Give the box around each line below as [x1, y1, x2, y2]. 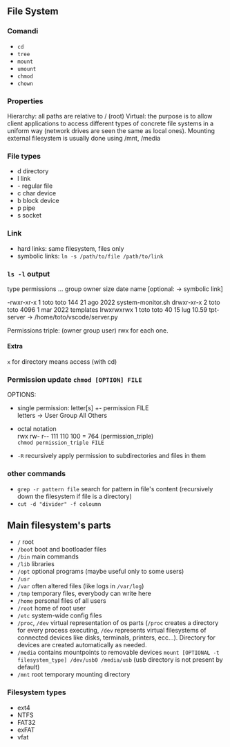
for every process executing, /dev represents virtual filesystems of [17, 626, 207, 635]
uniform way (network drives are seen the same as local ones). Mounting [7, 126, 215, 134]
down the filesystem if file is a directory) [17, 492, 133, 500]
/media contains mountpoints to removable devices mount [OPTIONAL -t [17, 648, 220, 657]
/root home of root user [17, 604, 86, 613]
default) [17, 663, 40, 671]
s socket [17, 211, 42, 220]
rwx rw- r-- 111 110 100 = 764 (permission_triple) [17, 432, 154, 441]
